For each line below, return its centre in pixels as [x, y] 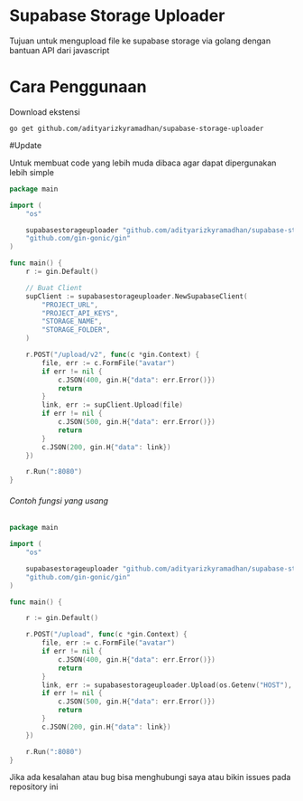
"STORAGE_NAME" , [72, 322]
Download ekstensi [45, 112]
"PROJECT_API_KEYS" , [80, 313]
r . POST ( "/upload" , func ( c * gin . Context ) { [106, 635]
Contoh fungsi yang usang [59, 500]
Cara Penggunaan [78, 87]
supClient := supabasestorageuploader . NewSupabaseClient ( [137, 296]
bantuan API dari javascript [60, 50]
